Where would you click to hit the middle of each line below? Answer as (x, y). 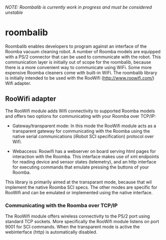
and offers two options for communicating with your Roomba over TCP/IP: (81, 116)
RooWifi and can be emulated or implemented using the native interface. (79, 192)
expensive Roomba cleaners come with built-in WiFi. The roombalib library (81, 73)
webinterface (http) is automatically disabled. (51, 232)
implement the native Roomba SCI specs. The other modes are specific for (81, 187)
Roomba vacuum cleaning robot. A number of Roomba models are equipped (83, 51)
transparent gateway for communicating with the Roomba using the (81, 131)
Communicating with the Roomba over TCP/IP (61, 205)
